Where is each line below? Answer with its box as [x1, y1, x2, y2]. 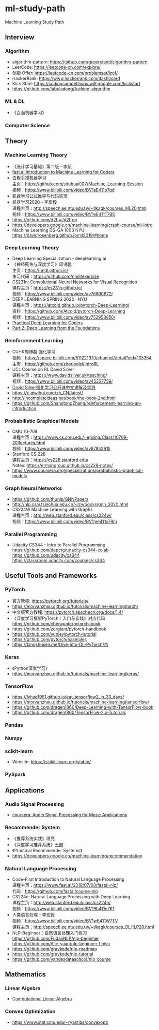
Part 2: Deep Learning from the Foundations [12, 325, 100, 330]
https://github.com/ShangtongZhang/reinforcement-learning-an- [12, 400, 142, 406]
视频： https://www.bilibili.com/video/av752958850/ [12, 314, 115, 320]
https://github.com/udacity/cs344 [12, 552, 80, 558]
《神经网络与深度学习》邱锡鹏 [12, 261, 72, 267]
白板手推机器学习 [12, 175, 47, 180]
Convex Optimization [5, 1008, 56, 1015]
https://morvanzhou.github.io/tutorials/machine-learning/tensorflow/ [12, 699, 149, 705]
